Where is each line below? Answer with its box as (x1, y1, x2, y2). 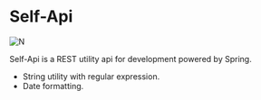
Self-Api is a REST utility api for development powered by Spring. (9, 53, 252, 64)
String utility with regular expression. (22, 70, 160, 82)
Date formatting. (22, 80, 84, 91)
